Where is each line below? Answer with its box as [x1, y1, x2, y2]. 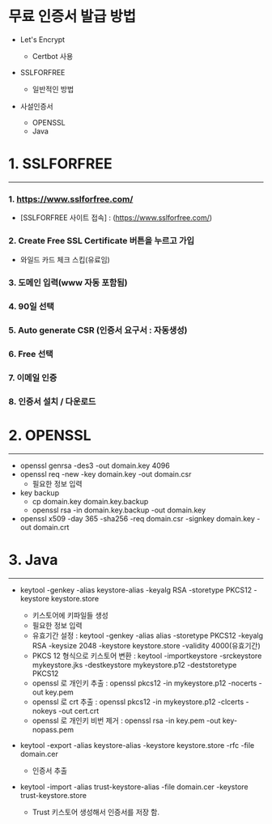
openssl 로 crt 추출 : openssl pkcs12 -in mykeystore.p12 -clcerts [32, 697, 244, 707]
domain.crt [32, 522, 70, 532]
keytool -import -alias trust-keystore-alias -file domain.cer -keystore [19, 782, 249, 792]
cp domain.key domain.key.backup [32, 496, 149, 506]
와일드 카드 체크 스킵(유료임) [19, 255, 111, 265]
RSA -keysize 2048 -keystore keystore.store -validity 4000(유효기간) [32, 640, 261, 650]
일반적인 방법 [32, 84, 74, 94]
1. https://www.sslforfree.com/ [8, 193, 134, 205]
